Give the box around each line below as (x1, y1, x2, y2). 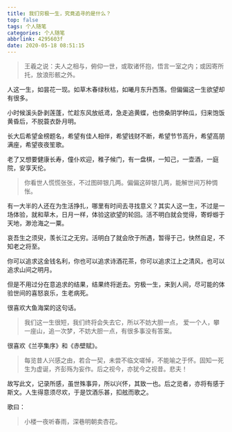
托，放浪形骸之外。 (23, 70, 79, 79)
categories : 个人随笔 (7, 29, 66, 37)
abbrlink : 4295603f (7, 36, 64, 43)
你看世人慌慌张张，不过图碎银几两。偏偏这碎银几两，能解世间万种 (23, 179, 212, 186)
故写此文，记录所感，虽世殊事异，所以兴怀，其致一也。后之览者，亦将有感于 (7, 380, 225, 387)
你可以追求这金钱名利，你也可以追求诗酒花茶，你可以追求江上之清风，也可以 (7, 257, 225, 265)
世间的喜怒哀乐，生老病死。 (12, 289, 92, 297)
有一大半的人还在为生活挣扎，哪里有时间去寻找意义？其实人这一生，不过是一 (7, 202, 225, 210)
